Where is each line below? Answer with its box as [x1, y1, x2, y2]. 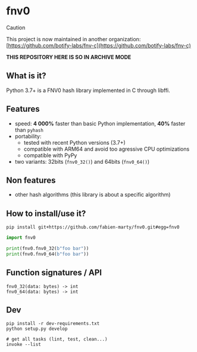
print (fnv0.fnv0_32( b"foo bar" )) [6, 246, 89, 252]
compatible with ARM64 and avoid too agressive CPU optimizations [23, 145, 190, 152]
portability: [14, 133, 42, 140]
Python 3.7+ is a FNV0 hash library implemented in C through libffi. [6, 87, 171, 94]
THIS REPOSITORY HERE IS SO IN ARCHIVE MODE [6, 53, 132, 60]
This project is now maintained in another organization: [6, 35, 141, 42]
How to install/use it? [6, 208, 86, 219]
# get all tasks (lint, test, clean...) [6, 336, 108, 342]
